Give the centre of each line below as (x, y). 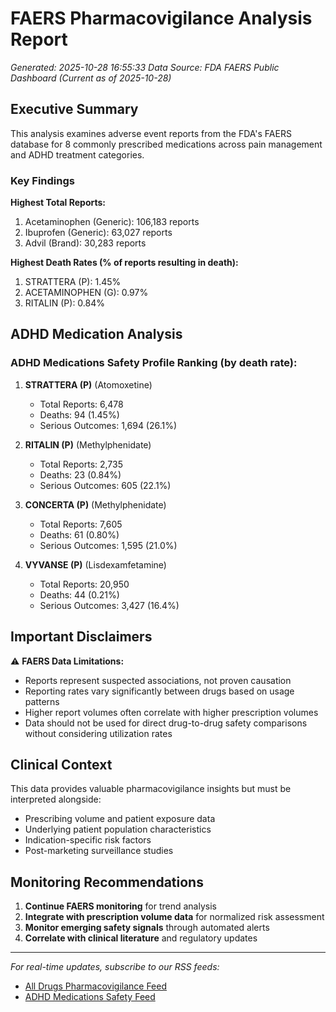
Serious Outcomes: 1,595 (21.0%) (108, 545)
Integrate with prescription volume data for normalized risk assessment (174, 917)
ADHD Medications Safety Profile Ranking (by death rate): (154, 363)
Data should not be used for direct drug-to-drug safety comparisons (166, 723)
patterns (42, 701)
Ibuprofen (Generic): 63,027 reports (98, 233)
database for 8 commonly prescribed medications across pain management (166, 144)
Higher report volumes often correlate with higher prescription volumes (171, 712)
